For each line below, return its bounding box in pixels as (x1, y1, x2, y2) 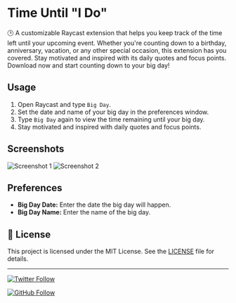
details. (7, 254, 29, 263)
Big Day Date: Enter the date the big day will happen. (17, 200, 171, 209)
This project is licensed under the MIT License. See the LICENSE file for (7, 247, 215, 256)
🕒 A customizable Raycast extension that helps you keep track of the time (7, 28, 223, 37)
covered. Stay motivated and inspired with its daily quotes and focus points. (7, 53, 227, 62)
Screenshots (7, 143, 65, 155)
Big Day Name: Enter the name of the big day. (17, 208, 151, 217)
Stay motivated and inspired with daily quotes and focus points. (17, 122, 202, 131)
